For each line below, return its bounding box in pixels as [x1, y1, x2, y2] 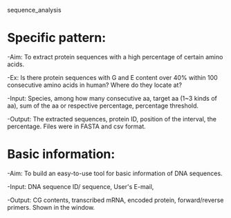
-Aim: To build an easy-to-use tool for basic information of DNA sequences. [7, 169, 223, 177]
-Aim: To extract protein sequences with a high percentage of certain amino [7, 52, 223, 61]
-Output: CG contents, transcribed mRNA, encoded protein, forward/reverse [7, 196, 224, 204]
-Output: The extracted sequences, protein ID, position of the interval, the [7, 115, 216, 123]
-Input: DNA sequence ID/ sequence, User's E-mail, [7, 182, 154, 190]
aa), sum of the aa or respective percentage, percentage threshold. [7, 101, 199, 110]
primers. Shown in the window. [7, 203, 95, 211]
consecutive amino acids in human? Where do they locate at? [7, 81, 182, 89]
